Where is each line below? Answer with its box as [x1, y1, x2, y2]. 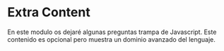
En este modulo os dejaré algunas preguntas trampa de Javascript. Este [7, 28, 217, 36]
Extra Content [7, 4, 90, 21]
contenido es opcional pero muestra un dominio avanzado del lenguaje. [7, 35, 216, 43]
